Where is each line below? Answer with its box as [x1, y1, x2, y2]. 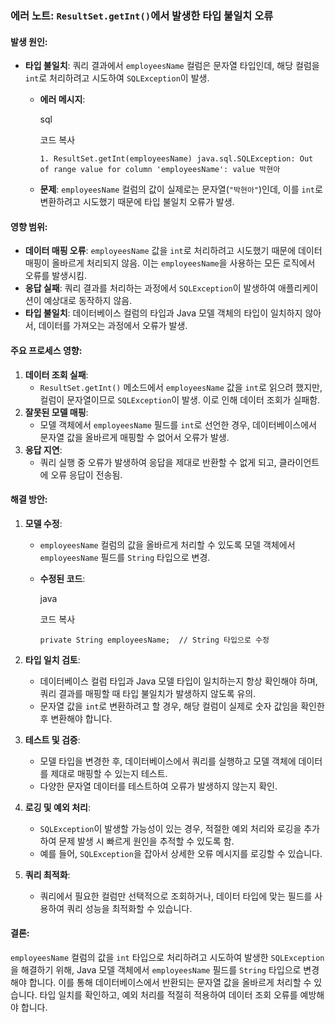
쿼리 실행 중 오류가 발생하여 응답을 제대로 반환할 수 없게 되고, [39, 456, 277, 468]
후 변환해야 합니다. [39, 712, 113, 724]
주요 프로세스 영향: [10, 344, 83, 356]
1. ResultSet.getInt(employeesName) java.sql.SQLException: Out [39, 154, 314, 164]
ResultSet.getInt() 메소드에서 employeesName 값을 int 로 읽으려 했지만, [39, 381, 323, 393]
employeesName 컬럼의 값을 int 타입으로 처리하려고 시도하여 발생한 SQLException [10, 951, 325, 963]
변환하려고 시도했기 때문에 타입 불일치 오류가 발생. [39, 196, 235, 208]
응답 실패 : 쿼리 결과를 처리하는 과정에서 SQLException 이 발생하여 [24, 282, 277, 294]
